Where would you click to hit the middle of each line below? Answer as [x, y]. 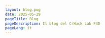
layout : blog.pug [23, 10]
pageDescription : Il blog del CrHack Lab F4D [52, 23]
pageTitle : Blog [22, 19]
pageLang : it [18, 28]
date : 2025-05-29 [23, 14]
